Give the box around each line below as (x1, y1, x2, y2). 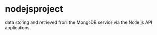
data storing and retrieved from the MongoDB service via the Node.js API (5, 19, 153, 25)
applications (5, 24, 30, 30)
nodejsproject (5, 3, 63, 15)
